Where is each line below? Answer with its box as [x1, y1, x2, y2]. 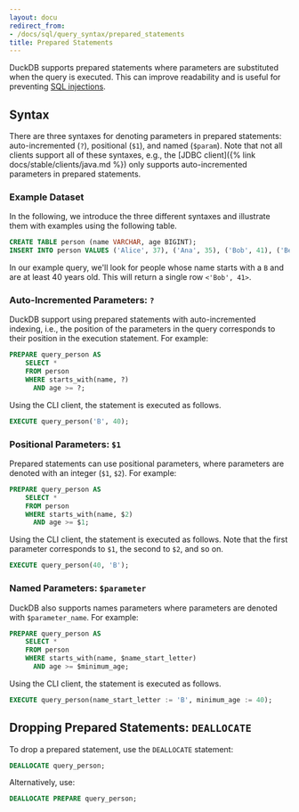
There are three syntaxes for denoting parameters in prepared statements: [9, 131, 282, 142]
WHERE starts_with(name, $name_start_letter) [25, 654, 198, 663]
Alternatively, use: [9, 777, 76, 788]
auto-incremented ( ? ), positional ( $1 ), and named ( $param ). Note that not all [9, 140, 283, 152]
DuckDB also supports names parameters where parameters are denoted [9, 603, 278, 613]
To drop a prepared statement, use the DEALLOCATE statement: [9, 743, 234, 754]
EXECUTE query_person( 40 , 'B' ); [9, 561, 129, 570]
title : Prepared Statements [9, 37, 114, 47]
